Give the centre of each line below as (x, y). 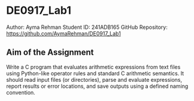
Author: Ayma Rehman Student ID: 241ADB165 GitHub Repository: (87, 27)
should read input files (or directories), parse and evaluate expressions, (94, 79)
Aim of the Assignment (50, 53)
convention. (21, 92)
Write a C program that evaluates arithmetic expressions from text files (93, 67)
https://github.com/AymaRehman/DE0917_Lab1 (63, 33)
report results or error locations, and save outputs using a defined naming (97, 86)
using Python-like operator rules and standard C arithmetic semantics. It (95, 73)
